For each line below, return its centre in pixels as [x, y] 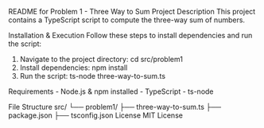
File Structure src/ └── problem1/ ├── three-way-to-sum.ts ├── [115, 107]
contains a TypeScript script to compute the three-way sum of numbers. [126, 20]
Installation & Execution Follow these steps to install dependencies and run [130, 35]
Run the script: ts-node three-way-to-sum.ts [92, 76]
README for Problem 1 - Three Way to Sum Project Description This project [132, 12]
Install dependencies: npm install [74, 68]
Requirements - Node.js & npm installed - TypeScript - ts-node [111, 91]
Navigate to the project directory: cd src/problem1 [101, 59]
